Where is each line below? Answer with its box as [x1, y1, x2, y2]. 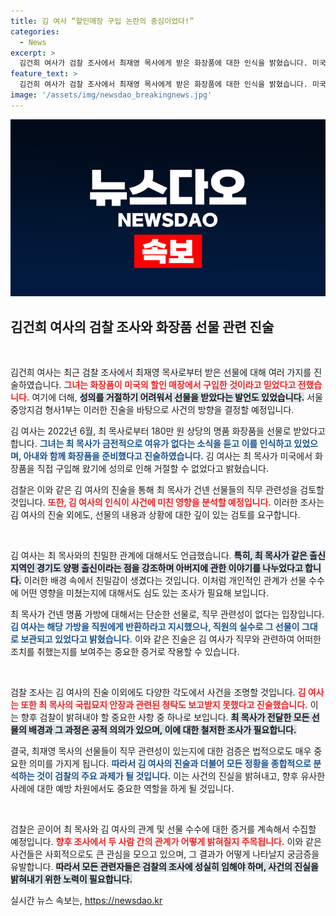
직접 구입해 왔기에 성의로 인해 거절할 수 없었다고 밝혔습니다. [36, 463, 269, 475]
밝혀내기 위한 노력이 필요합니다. [10, 873, 133, 885]
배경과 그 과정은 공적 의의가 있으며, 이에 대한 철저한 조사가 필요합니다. [28, 724, 297, 736]
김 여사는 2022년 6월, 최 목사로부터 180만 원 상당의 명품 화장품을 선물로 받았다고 [10, 425, 326, 437]
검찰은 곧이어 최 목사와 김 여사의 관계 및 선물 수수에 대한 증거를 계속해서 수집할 [10, 823, 317, 835]
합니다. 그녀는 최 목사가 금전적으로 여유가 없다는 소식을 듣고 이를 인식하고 [10, 438, 292, 450]
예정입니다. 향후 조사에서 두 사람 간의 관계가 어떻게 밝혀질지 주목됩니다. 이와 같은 [10, 836, 322, 848]
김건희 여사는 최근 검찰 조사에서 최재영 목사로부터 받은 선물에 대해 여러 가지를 [10, 366, 312, 379]
